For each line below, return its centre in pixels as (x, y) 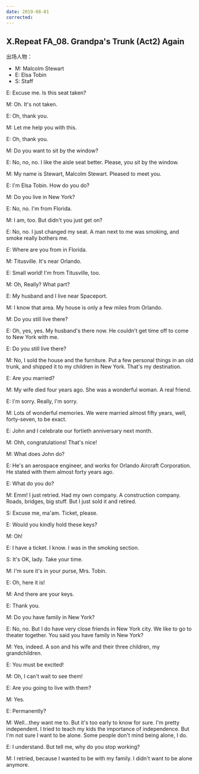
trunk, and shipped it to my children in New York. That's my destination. (94, 367)
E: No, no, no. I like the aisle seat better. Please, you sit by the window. (92, 163)
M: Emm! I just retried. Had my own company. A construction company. (93, 495)
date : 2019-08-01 (28, 12)
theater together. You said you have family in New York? (75, 635)
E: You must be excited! (35, 665)
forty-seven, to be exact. (36, 420)
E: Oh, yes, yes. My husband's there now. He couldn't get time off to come (97, 331)
